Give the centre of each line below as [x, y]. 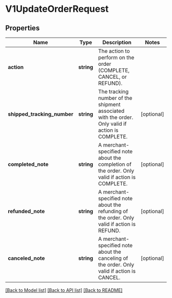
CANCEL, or [112, 77]
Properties [23, 28]
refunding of [113, 211]
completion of [115, 164]
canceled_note [26, 258]
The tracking [113, 92]
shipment [109, 104]
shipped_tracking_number [41, 114]
